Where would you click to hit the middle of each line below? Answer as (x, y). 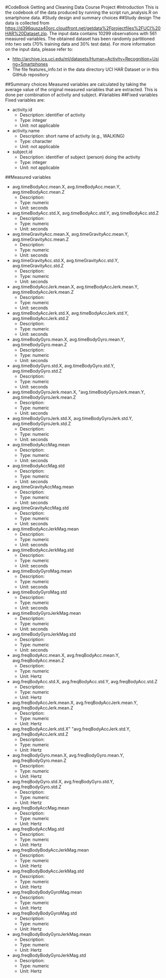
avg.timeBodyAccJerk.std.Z (41, 318)
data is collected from (27, 23)
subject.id (22, 152)
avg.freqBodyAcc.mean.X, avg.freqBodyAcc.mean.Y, (66, 655)
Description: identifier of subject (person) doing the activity (80, 157)
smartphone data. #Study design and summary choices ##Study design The (83, 18)
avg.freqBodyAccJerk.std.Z (40, 734)
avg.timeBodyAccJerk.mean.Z (43, 292)
